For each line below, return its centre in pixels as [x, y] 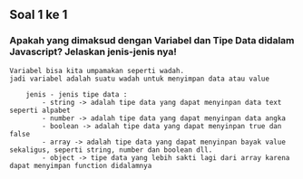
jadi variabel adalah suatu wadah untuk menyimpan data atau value [140, 79]
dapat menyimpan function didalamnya [81, 165]
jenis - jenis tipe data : [77, 94]
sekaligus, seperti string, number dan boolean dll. [111, 150]
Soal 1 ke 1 [39, 15]
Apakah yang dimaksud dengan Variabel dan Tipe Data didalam [152, 41]
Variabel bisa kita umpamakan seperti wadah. [97, 71]
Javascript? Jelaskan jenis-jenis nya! [93, 52]
